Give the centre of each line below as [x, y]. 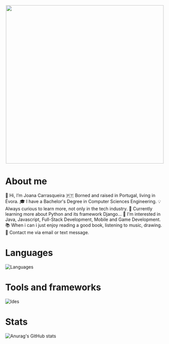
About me [26, 181]
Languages [29, 253]
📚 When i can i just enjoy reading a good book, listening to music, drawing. [84, 225]
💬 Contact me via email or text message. [47, 232]
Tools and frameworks [53, 288]
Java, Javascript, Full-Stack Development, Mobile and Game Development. [83, 219]
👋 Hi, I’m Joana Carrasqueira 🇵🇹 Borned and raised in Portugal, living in [80, 195]
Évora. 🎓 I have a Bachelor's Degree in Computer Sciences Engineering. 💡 [83, 201]
